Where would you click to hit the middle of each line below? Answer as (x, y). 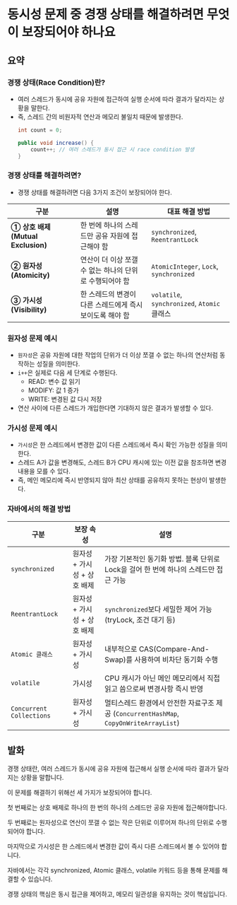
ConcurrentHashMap (146, 714)
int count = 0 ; (40, 130)
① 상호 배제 (31, 227)
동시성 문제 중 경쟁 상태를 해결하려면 (106, 14)
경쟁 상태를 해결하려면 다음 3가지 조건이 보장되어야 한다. (95, 192)
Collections (31, 716)
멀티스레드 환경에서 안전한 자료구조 (160, 703)
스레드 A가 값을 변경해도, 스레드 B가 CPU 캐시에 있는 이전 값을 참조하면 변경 (122, 462)
